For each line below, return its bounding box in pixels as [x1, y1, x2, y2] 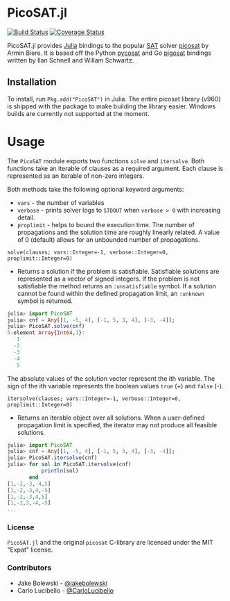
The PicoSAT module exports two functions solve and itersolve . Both [7, 156, 205, 165]
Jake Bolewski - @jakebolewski [17, 579, 107, 587]
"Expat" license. [7, 545, 53, 554]
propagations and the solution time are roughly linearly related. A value [17, 228, 220, 236]
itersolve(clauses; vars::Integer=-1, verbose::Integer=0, [7, 395, 182, 402]
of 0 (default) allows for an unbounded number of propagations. [17, 235, 200, 244]
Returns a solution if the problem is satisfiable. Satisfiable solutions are [17, 267, 220, 275]
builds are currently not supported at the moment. [7, 109, 150, 117]
